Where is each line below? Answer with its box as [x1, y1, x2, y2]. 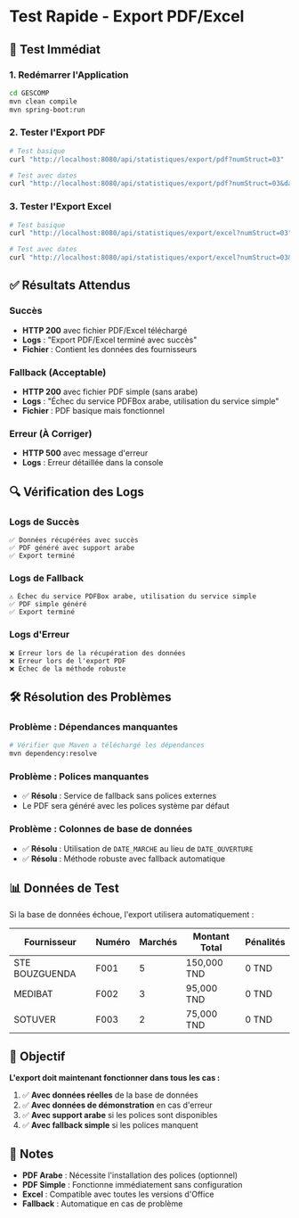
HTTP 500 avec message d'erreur [21, 448, 149, 458]
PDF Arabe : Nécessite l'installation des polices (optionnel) [21, 1170, 238, 1181]
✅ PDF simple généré [9, 600, 87, 609]
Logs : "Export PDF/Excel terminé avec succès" [21, 334, 198, 345]
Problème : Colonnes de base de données [9, 823, 193, 835]
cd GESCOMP [9, 88, 50, 97]
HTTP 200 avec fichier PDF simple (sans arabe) [21, 386, 198, 398]
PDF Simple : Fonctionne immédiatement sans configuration [21, 1180, 243, 1190]
